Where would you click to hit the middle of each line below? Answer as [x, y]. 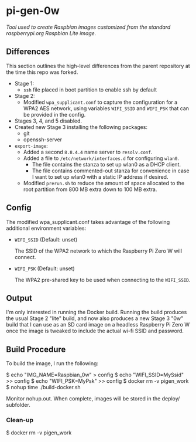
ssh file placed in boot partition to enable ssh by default [90, 90]
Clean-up [20, 420]
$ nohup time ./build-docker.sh [43, 387]
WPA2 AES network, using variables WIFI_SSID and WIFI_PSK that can [106, 108]
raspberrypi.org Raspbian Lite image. [51, 33]
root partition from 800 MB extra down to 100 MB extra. [90, 189]
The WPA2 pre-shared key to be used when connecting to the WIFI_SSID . [102, 280]
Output [19, 298]
